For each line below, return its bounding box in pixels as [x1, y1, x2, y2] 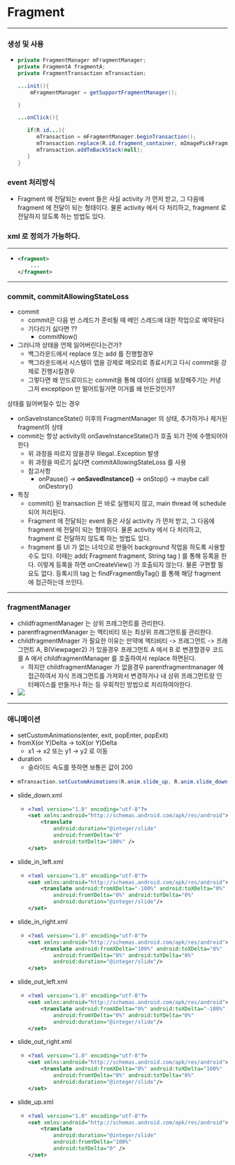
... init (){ [17, 82, 50, 90]
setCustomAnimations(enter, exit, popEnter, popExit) [17, 731, 169, 739]
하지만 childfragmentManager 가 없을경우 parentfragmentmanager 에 [27, 663, 224, 671]
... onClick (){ [17, 114, 59, 121]
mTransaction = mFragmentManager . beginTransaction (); [36, 134, 197, 141]
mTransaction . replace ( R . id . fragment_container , [36, 140, 178, 147]
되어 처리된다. [27, 508, 66, 517]
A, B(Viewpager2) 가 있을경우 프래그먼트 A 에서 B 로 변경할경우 [36, 646, 211, 654]
